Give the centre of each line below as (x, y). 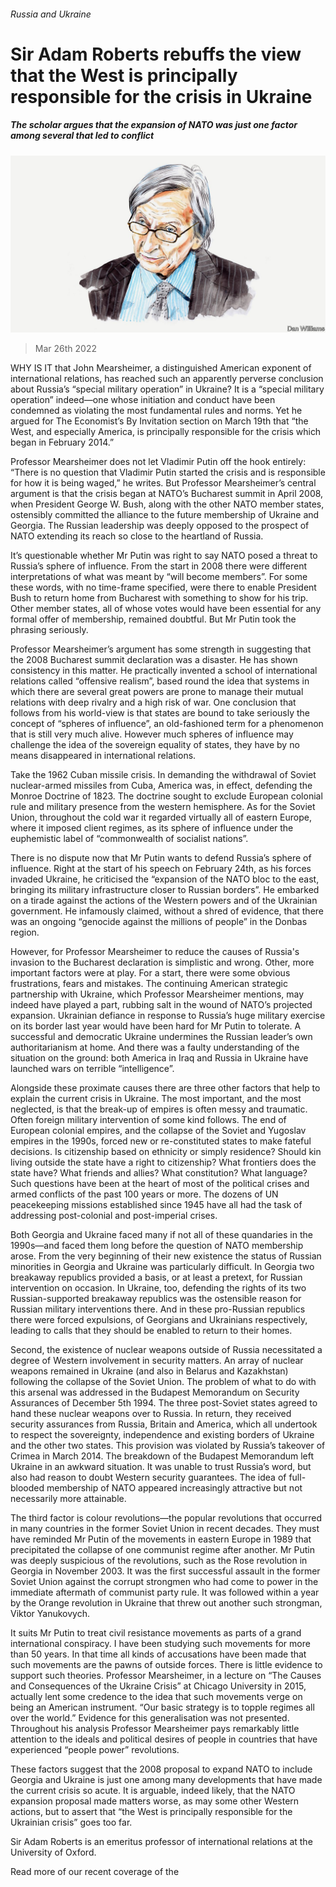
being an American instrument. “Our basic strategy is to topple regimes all (162, 1707)
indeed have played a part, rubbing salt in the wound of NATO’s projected (161, 1005)
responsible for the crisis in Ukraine (161, 96)
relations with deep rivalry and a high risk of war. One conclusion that (153, 702)
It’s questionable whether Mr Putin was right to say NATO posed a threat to (164, 556)
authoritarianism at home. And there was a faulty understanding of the (155, 1047)
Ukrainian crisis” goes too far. (71, 1822)
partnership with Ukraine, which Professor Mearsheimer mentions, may (157, 994)
